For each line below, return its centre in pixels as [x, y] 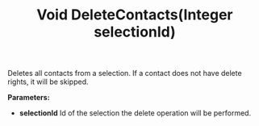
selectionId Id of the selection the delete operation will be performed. [135, 113]
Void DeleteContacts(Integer [135, 15]
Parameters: [29, 98]
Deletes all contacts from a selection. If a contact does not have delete [125, 73]
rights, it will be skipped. [48, 82]
